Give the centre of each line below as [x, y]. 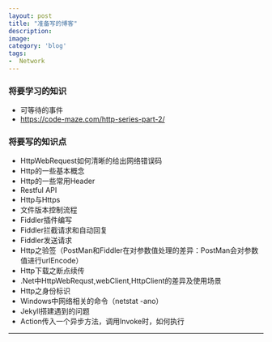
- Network [27, 62]
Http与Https [40, 200]
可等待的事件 [41, 110]
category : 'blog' [38, 46]
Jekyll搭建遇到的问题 [55, 311]
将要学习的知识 [38, 91]
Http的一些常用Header [57, 181]
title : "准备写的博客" [43, 24]
